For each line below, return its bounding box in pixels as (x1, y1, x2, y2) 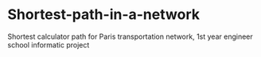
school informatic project (7, 40, 90, 49)
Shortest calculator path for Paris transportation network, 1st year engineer (7, 32, 254, 41)
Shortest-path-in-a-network (7, 6, 201, 24)
